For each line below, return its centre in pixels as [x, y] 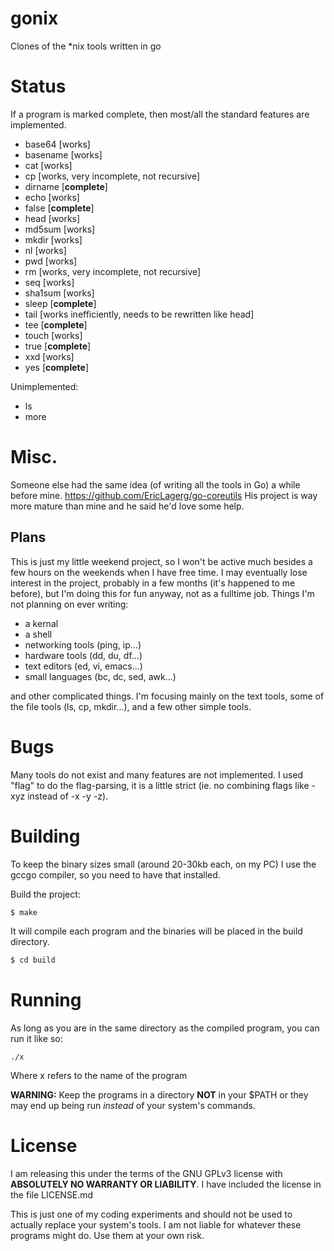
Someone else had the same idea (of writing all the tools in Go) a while [155, 484]
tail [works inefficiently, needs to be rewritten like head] [139, 314]
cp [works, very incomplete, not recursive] [112, 176]
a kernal [41, 623]
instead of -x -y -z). [68, 796]
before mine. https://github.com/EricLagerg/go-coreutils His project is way [164, 495]
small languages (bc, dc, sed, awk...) [100, 676]
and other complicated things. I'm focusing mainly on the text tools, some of [167, 696]
